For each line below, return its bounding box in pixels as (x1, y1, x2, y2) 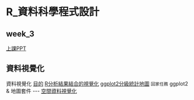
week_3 (6, 28, 35, 38)
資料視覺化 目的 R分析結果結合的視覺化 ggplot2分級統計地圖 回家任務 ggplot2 (6, 80, 188, 87)
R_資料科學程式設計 (6, 5, 100, 19)
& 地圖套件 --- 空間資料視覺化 (6, 87, 77, 94)
